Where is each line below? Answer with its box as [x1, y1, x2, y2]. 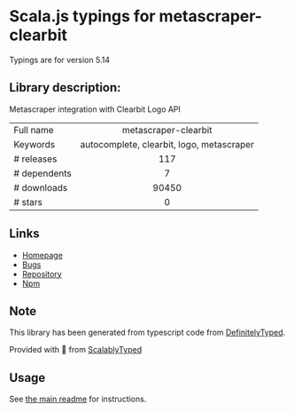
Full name [13, 123, 55, 136]
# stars [13, 195, 43, 208]
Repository [21, 268, 62, 279]
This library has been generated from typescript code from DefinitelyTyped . [9, 327, 286, 338]
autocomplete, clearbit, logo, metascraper [80, 138, 255, 150]
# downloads [13, 181, 68, 194]
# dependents [13, 167, 73, 179]
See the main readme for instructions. [9, 393, 147, 405]
